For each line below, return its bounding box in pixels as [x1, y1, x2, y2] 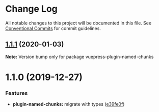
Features [5, 90, 28, 97]
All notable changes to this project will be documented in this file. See [5, 20, 152, 26]
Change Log [5, 3, 58, 15]
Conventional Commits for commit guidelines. [5, 25, 101, 31]
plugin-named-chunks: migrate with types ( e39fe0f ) [12, 101, 125, 107]
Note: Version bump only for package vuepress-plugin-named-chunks [5, 53, 154, 60]
